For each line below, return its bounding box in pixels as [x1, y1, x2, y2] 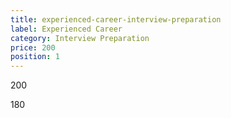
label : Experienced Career [10, 24, 123, 34]
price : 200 [10, 42, 56, 53]
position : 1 [10, 52, 60, 62]
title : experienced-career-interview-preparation [10, 14, 222, 25]
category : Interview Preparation [10, 33, 150, 43]
